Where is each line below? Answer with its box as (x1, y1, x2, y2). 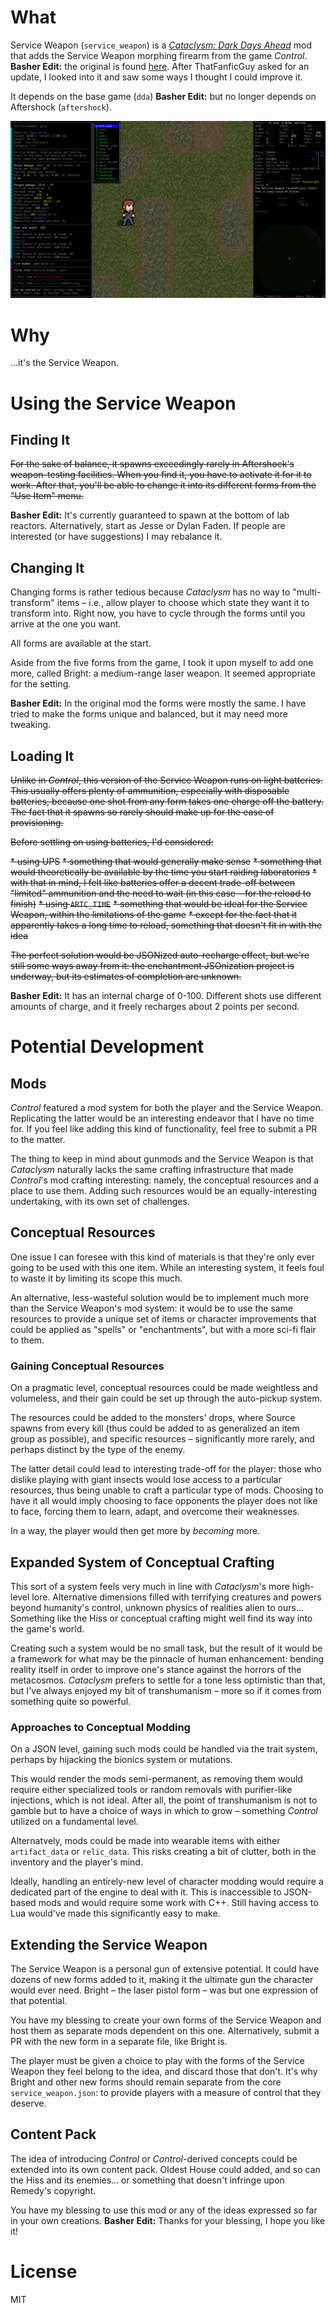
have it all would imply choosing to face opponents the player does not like (10, 1495, 318, 1507)
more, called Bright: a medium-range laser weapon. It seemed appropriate (10, 667, 316, 680)
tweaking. (10, 719, 52, 731)
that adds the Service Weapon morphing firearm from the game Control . (10, 49, 308, 61)
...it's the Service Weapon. (10, 357, 120, 369)
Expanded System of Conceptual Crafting (10, 1554, 275, 1571)
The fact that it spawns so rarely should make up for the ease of (10, 806, 275, 818)
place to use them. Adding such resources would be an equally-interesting (10, 1185, 318, 1196)
